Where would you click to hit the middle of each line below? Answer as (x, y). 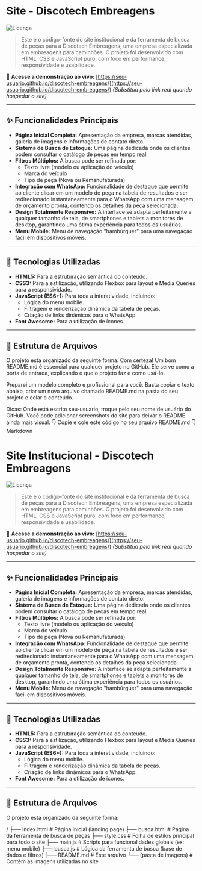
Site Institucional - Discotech (80, 455)
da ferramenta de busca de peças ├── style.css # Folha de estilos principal (100, 835)
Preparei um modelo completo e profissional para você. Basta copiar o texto (100, 385)
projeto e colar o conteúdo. (40, 398)
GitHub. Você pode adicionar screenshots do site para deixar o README (96, 416)
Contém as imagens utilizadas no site (53, 861)
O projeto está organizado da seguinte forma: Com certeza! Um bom (91, 360)
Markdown (20, 431)
